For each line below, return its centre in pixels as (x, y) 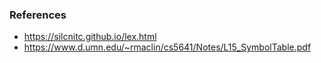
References (38, 15)
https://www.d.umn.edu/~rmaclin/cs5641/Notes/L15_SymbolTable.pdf (167, 47)
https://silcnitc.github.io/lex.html (90, 37)
